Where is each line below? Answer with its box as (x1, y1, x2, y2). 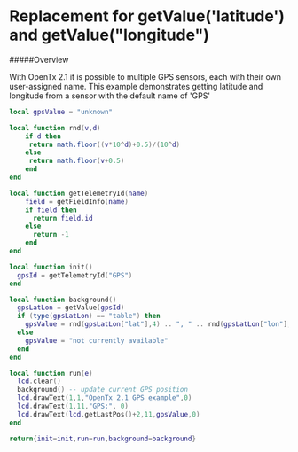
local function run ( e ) (9, 369, 93, 378)
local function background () (9, 295, 117, 304)
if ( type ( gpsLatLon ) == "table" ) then (17, 312, 161, 321)
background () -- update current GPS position (17, 386, 189, 394)
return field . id (32, 214, 93, 222)
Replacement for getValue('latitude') (9, 6, 286, 27)
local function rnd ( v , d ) (9, 123, 101, 132)
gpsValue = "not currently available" (25, 336, 169, 345)
